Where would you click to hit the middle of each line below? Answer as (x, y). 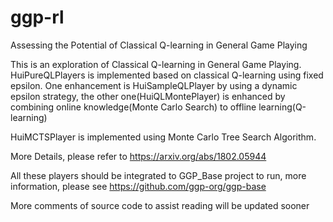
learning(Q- (282, 107)
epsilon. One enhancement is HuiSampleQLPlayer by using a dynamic (154, 85)
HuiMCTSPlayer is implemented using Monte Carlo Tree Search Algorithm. (163, 137)
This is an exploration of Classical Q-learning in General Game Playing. (156, 64)
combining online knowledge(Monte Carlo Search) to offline (133, 107)
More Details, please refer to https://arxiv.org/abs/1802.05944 (138, 156)
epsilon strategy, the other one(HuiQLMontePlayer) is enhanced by (148, 96)
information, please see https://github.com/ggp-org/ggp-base (138, 186)
